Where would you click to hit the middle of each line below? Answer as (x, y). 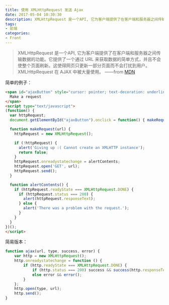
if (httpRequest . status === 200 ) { (56, 194)
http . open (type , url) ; (38, 289)
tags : (11, 24)
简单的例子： (18, 82)
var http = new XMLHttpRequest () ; (50, 256)
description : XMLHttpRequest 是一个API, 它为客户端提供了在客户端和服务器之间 (82, 19)
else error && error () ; (57, 275)
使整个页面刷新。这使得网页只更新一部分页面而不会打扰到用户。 (83, 65)
